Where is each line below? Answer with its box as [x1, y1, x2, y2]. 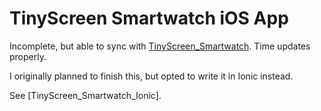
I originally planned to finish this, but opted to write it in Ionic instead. [9, 70, 294, 82]
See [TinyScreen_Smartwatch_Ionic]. [9, 89, 162, 101]
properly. [9, 50, 47, 62]
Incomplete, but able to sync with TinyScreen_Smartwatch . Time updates [9, 40, 311, 52]
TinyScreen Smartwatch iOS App [9, 7, 289, 30]
